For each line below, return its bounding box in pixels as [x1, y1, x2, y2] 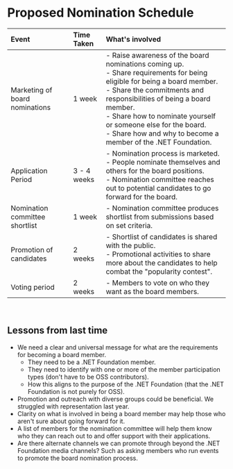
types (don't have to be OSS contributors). [27, 372, 149, 381]
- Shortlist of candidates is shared [105, 231, 218, 241]
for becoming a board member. [17, 350, 106, 359]
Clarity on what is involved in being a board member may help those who [17, 409, 226, 418]
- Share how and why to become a [105, 129, 219, 138]
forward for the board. [105, 192, 178, 201]
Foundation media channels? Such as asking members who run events [17, 446, 219, 454]
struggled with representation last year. [17, 402, 130, 411]
